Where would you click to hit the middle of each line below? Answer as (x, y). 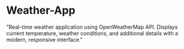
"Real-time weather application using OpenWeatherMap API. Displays (92, 27)
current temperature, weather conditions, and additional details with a (92, 33)
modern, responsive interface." (44, 39)
